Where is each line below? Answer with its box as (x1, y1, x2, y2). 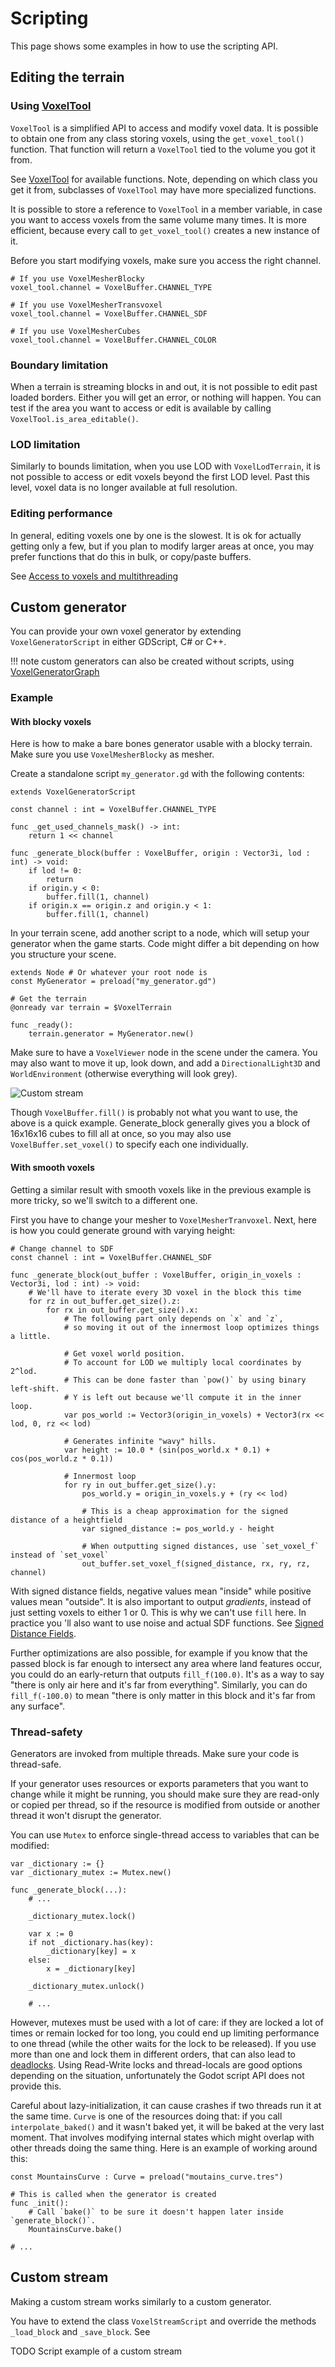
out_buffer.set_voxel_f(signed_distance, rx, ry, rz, (81, 1558, 311, 1569)
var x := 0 (28, 1928, 74, 1939)
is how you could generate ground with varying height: (10, 1224, 236, 1236)
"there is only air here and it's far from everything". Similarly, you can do (10, 1678, 308, 1691)
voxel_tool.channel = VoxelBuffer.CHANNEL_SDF (10, 308, 208, 319)
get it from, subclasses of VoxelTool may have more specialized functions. (10, 183, 317, 196)
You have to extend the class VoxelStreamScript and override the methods (10, 2315, 317, 2327)
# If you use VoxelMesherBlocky (10, 273, 145, 284)
